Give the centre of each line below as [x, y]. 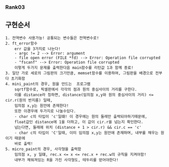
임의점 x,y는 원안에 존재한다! [42, 106]
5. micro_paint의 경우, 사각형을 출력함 [43, 149]
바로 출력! [24, 144]
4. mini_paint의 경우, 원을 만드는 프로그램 [48, 84]
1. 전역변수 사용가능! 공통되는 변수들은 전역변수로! [52, 38]
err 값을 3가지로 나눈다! [38, 49]
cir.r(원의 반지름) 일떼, [29, 100]
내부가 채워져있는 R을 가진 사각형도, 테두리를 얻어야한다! [66, 160]
